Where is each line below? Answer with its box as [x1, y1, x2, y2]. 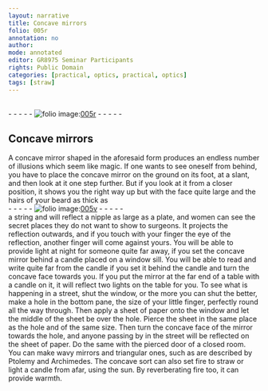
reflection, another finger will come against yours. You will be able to [8, 238, 234, 247]
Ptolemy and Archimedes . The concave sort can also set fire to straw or [8, 357, 245, 366]
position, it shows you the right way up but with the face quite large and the [8, 187, 257, 196]
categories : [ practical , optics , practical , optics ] [8, 71, 187, 79]
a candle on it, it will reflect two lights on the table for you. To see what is [8, 280, 248, 290]
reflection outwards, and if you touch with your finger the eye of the [8, 229, 231, 239]
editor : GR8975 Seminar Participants [8, 57, 134, 65]
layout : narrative [8, 11, 69, 20]
